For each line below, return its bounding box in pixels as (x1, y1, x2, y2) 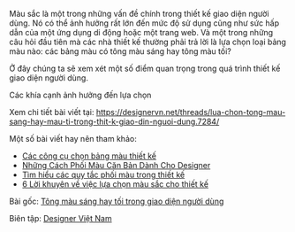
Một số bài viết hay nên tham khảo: (9, 134, 137, 143)
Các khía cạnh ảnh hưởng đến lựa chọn (9, 89, 152, 100)
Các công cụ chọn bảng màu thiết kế (21, 151, 157, 161)
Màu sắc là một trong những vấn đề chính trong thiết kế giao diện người (9, 9, 269, 19)
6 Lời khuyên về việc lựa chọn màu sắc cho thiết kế (21, 179, 209, 189)
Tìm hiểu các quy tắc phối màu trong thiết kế (21, 169, 185, 180)
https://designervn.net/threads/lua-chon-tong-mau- (95, 107, 286, 117)
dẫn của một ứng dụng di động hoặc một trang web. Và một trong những (9, 27, 274, 37)
